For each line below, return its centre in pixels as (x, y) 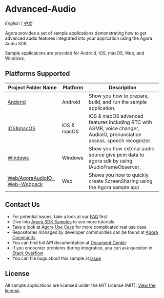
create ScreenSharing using (121, 181)
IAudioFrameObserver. (115, 167)
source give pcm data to (116, 155)
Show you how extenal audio (122, 148)
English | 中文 (19, 23)
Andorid (17, 102)
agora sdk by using (111, 161)
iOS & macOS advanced (116, 116)
